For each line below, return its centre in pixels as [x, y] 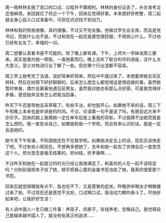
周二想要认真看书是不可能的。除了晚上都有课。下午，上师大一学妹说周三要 [81, 53]
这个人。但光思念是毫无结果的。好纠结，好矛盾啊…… [59, 153]
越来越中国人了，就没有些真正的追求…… [54, 215]
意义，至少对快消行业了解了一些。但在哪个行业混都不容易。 [70, 65]
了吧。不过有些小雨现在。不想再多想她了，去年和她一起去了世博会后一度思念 [83, 147]
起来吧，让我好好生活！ [29, 199]
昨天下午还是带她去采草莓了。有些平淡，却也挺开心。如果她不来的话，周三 [81, 105]
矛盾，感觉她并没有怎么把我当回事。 [42, 95]
